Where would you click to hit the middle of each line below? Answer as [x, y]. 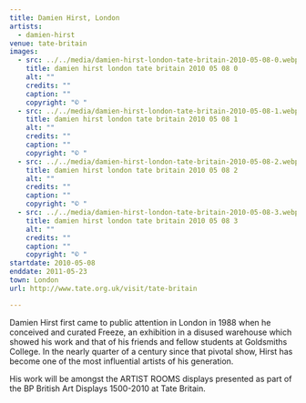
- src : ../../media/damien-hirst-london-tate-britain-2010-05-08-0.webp [158, 60]
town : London [34, 280]
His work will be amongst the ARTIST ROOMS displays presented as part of [151, 378]
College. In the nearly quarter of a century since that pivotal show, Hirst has [151, 351]
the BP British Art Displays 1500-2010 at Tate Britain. [108, 388]
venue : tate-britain [49, 43]
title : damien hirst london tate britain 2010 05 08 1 [132, 119]
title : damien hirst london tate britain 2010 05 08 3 [132, 221]
